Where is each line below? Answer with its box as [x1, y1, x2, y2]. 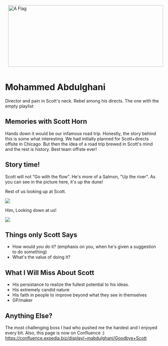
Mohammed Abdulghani [5, 82, 106, 93]
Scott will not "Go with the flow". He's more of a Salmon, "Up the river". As [5, 173, 156, 179]
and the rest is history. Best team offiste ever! [5, 146, 97, 152]
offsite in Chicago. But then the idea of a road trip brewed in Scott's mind [5, 141, 153, 147]
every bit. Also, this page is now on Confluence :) [5, 330, 105, 336]
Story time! [5, 161, 40, 169]
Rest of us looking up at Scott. [5, 188, 66, 194]
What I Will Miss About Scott [5, 268, 94, 277]
